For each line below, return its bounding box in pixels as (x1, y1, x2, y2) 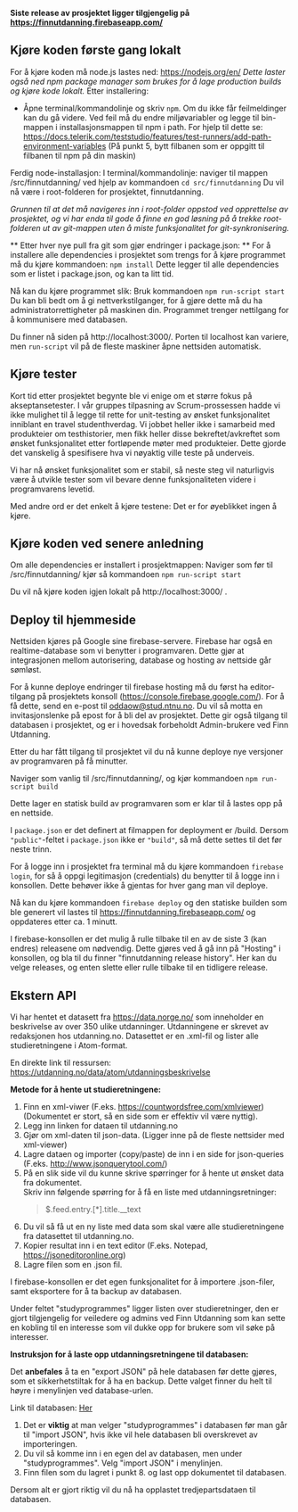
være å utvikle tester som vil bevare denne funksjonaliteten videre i (10, 474, 256, 484)
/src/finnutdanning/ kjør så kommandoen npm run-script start (10, 569, 242, 580)
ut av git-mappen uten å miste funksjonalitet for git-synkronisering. (42, 222, 290, 233)
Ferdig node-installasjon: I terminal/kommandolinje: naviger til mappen (10, 167, 268, 178)
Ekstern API (10, 987, 77, 1003)
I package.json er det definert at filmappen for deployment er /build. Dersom (10, 825, 289, 836)
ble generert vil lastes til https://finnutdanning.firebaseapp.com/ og (10, 907, 256, 918)
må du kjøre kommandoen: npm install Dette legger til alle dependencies (10, 259, 279, 269)
